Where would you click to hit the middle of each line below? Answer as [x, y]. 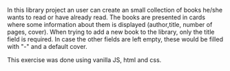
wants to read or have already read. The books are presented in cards [106, 17]
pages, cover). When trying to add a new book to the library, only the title [111, 32]
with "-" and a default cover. [47, 47]
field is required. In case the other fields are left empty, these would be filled [115, 39]
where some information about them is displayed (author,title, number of [110, 24]
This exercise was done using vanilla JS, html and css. [84, 60]
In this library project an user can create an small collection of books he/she [115, 10]
